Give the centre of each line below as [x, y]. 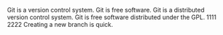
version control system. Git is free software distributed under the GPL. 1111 [112, 17]
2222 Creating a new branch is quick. [60, 24]
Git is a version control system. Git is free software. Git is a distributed [106, 10]
